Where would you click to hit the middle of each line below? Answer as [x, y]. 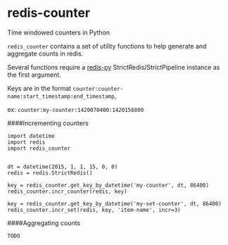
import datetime [31, 136]
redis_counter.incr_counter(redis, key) [68, 191]
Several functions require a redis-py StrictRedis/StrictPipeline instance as [114, 67]
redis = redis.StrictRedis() [50, 173]
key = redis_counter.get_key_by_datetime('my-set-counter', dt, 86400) [114, 203]
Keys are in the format [39, 88]
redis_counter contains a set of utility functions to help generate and [107, 46]
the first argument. [34, 75]
